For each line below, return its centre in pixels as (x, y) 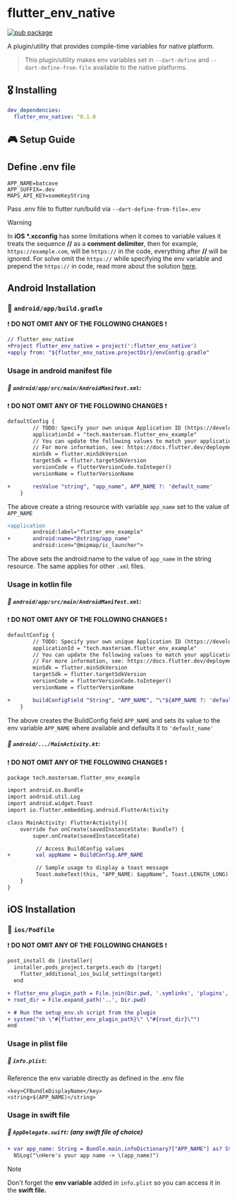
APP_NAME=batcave (33, 183)
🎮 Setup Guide (41, 139)
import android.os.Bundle (45, 790)
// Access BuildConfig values (80, 849)
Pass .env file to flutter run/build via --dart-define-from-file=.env (104, 209)
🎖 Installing (32, 91)
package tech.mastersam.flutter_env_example (74, 778)
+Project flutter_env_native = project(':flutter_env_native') (102, 346)
